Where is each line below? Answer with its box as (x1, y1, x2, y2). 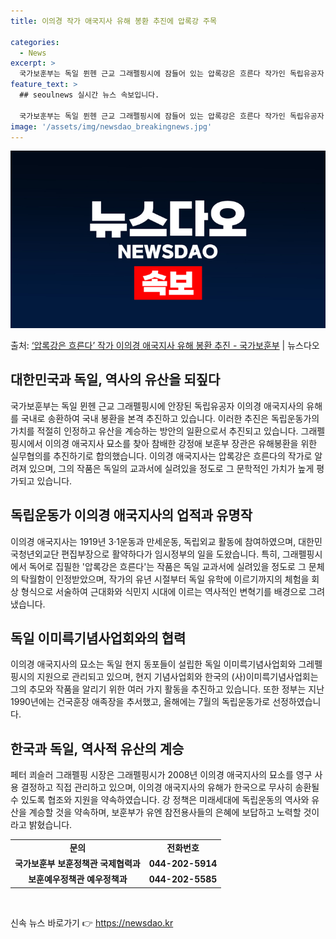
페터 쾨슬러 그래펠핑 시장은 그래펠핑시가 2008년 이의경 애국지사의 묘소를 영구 (10, 769, 313, 781)
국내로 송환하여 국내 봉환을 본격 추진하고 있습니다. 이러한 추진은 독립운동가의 (20, 412, 320, 424)
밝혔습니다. (28, 819, 73, 831)
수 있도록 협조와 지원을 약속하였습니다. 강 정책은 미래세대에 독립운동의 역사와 (10, 794, 310, 806)
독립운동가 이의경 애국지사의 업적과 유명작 (10, 507, 253, 524)
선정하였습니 (272, 696, 322, 708)
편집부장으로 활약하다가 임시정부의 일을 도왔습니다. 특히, (61, 548, 280, 560)
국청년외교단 (10, 548, 60, 560)
